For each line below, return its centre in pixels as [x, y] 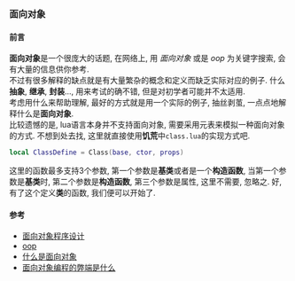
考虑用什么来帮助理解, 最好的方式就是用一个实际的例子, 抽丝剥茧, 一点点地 [144, 103]
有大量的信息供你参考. [50, 69]
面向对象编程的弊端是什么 [69, 268]
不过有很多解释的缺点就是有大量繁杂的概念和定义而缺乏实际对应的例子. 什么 [147, 81]
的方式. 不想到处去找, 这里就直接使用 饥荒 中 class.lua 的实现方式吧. [130, 136]
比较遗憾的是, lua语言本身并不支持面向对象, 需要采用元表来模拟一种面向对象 [147, 125]
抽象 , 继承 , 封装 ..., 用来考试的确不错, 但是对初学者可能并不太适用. [128, 91]
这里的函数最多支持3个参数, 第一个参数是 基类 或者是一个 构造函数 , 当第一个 [144, 171]
